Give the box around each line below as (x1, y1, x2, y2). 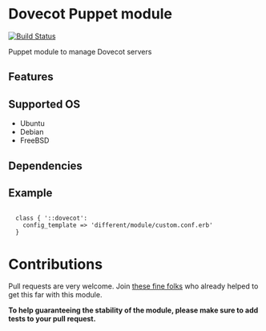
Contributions (8, 255, 103, 273)
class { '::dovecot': (15, 214, 88, 223)
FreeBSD (19, 135, 50, 145)
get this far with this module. (8, 290, 103, 300)
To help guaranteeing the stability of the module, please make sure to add (8, 305, 259, 315)
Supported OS (8, 97, 81, 111)
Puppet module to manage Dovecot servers (8, 46, 152, 56)
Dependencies (8, 159, 83, 172)
